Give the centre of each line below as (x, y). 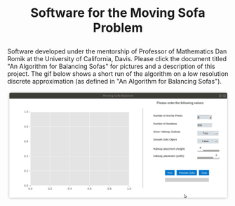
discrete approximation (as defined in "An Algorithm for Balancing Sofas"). (115, 82)
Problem (118, 28)
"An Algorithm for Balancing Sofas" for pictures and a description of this (111, 66)
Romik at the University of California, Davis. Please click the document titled (117, 59)
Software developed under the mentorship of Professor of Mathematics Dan (117, 51)
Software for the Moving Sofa (118, 13)
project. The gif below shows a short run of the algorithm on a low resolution (118, 74)
